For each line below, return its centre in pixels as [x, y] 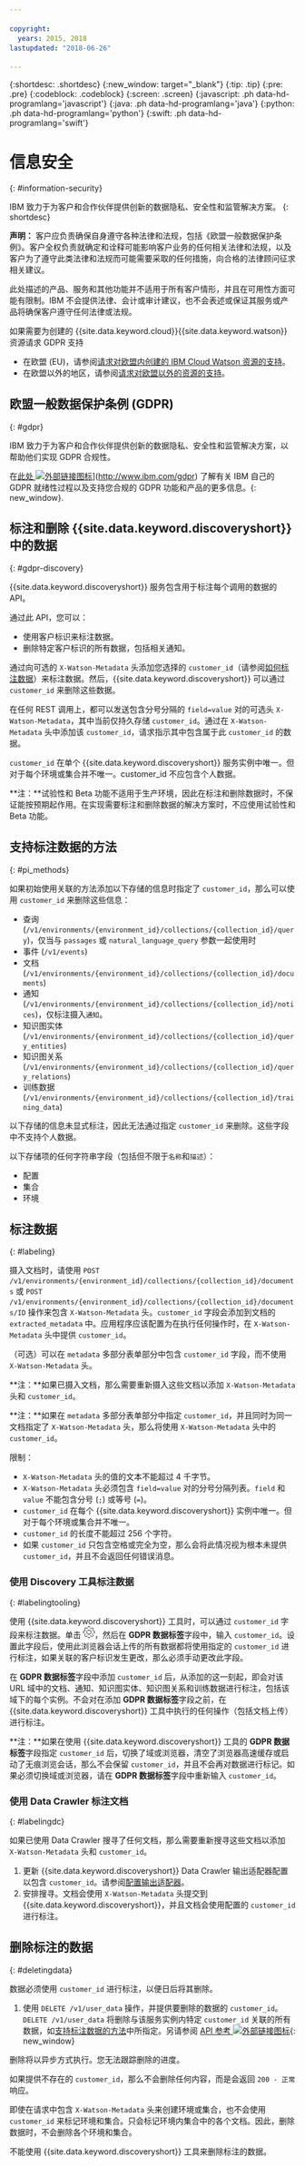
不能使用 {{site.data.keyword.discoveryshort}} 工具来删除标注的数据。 [141, 2151]
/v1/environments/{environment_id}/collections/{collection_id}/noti [160, 1004]
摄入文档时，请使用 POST [54, 1270]
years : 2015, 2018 [53, 38]
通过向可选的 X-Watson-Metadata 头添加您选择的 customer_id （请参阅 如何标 [149, 667]
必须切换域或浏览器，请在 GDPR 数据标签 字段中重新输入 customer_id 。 [149, 1775]
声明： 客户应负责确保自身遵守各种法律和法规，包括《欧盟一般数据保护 [142, 236]
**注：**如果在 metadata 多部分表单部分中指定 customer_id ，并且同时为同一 [151, 1416]
